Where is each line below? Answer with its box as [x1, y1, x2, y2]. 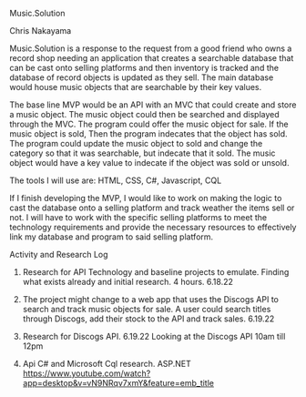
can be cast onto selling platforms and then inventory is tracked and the [9, 63, 280, 73]
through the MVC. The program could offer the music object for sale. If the [9, 118, 289, 129]
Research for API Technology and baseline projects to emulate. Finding [22, 267, 290, 277]
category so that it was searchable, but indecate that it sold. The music [9, 148, 276, 158]
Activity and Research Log [9, 249, 108, 260]
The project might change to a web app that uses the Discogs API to [22, 294, 280, 304]
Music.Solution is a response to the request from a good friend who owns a [9, 43, 292, 54]
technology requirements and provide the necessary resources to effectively [9, 222, 297, 232]
